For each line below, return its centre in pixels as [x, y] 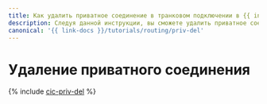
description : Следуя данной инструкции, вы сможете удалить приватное [128, 23]
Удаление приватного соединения [129, 69]
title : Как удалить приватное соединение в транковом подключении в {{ [129, 15]
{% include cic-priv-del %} [52, 91]
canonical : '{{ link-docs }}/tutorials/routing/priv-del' [106, 30]
